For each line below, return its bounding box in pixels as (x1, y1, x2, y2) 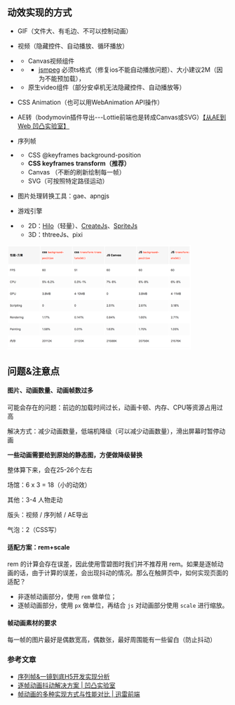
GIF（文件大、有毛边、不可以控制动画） (17, 27, 133, 35)
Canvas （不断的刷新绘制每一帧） (27, 167, 126, 176)
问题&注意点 (7, 365, 60, 377)
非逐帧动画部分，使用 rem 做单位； (17, 592, 117, 601)
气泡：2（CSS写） (7, 525, 61, 533)
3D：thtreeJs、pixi (27, 230, 83, 239)
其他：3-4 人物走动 (7, 495, 63, 504)
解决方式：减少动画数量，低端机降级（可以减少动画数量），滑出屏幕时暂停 (7, 426, 220, 435)
